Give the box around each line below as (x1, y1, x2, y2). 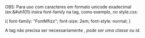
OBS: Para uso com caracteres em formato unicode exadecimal (5, 4, 131, 9)
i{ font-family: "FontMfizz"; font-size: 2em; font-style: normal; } (5, 19, 131, 24)
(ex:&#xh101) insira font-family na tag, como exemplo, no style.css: (5, 9, 138, 15)
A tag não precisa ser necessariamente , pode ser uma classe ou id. (5, 28, 141, 33)
